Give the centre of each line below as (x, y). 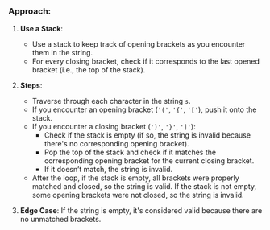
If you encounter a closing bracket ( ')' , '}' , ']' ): (114, 127)
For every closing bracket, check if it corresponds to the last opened (146, 61)
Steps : (31, 85)
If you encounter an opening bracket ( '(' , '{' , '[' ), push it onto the (144, 109)
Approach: (30, 11)
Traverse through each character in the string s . (111, 101)
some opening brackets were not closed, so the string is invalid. (138, 195)
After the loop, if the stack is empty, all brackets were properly (135, 178)
